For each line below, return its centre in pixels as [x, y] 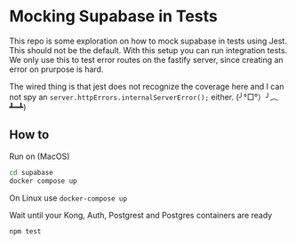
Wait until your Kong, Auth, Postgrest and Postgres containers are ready [141, 215]
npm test [25, 231]
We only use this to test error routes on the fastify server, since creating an [146, 59]
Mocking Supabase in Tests [113, 16]
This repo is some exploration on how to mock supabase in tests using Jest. [148, 41]
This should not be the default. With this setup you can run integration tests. [148, 50]
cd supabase [31, 172]
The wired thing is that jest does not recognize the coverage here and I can [147, 86]
